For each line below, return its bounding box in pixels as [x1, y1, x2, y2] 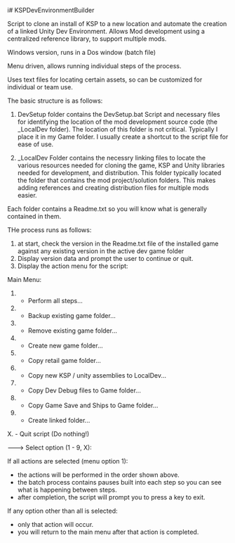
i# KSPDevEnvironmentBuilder [7, 6, 95, 14]
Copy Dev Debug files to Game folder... [27, 386, 142, 395]
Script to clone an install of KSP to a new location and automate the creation [7, 20, 227, 27]
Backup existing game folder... [27, 312, 116, 319]
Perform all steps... [27, 297, 83, 305]
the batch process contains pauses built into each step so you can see [17, 478, 222, 486]
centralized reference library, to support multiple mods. [7, 34, 167, 43]
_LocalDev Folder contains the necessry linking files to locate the [17, 154, 206, 162]
